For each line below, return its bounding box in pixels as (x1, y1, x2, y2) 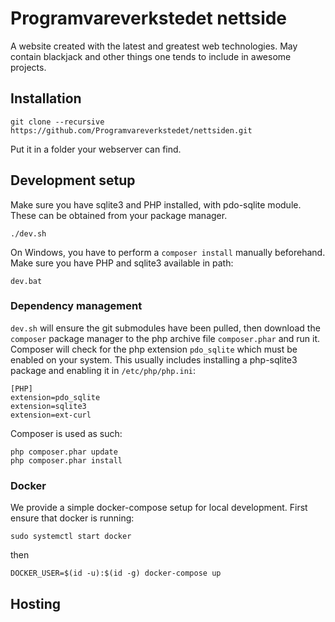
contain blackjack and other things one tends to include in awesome (10, 50, 292, 62)
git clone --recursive (10, 117, 105, 127)
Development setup (10, 172, 136, 189)
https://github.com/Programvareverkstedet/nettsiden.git (10, 125, 253, 136)
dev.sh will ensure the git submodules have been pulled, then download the (10, 322, 321, 334)
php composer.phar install (10, 455, 123, 466)
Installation (10, 90, 82, 107)
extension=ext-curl (10, 410, 92, 420)
